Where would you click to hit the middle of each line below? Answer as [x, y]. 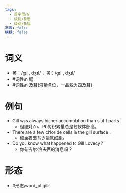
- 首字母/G [19, 14]
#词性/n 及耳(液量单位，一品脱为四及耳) [52, 85]
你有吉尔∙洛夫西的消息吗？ [46, 149]
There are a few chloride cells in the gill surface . [62, 132]
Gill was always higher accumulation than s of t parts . [67, 120]
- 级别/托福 [20, 23]
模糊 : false [16, 32]
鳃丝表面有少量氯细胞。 [43, 138]
